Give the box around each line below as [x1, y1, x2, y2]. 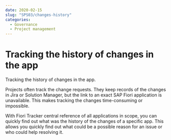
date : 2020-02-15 [5, 7, 42, 13]
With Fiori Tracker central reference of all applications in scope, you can [5, 113, 157, 119]
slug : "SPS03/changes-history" [5, 12, 72, 17]
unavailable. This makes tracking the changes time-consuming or [5, 97, 143, 104]
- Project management [10, 27, 56, 32]
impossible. [5, 103, 30, 109]
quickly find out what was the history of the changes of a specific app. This [5, 118, 164, 125]
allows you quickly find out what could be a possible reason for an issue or [5, 124, 162, 130]
